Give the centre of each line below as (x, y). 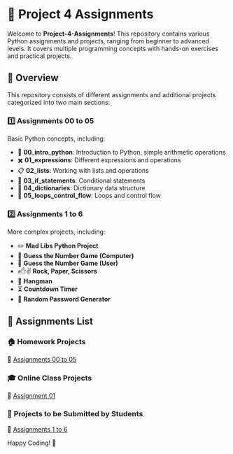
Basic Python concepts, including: (56, 139)
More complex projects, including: (56, 232)
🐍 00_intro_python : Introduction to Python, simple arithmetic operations (121, 152)
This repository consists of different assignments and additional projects (112, 94)
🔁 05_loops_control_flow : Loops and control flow (89, 196)
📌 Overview (33, 78)
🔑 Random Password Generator (64, 299)
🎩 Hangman (35, 281)
